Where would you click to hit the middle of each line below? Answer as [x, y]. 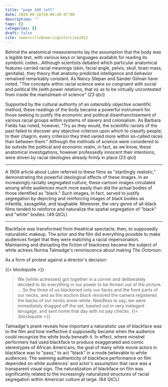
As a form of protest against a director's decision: [56, 260]
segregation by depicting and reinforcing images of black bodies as [75, 198]
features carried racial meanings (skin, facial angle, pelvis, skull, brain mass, [84, 68]
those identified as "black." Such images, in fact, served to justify [72, 193]
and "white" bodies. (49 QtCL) [36, 214]
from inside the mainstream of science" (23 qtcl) [55, 94]
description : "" [22, 19]
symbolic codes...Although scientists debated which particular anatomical [81, 63]
